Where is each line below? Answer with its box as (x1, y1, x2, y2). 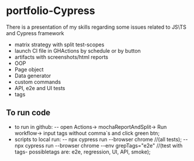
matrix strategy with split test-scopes (14, 41, 105, 48)
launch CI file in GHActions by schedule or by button (14, 47, 141, 54)
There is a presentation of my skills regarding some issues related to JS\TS (6, 23, 187, 30)
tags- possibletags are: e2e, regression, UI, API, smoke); (14, 148, 151, 155)
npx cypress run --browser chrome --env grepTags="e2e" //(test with (14, 142, 183, 149)
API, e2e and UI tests (14, 84, 65, 91)
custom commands (14, 78, 61, 85)
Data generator (14, 72, 51, 79)
